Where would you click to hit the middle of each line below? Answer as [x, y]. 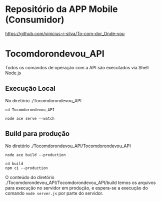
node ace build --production [35, 155]
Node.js [13, 73]
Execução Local [30, 89]
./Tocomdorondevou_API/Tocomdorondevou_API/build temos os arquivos [80, 183]
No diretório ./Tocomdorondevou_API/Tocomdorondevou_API [68, 146]
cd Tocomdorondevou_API [30, 110]
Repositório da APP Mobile [62, 9]
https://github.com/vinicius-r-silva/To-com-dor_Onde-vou [65, 33]
